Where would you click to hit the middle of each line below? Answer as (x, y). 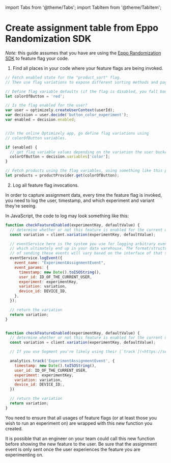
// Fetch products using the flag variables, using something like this (84, 171)
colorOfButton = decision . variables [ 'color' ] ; (60, 157)
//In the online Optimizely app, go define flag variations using (77, 133)
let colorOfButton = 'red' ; (35, 96)
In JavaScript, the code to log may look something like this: (67, 216)
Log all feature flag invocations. (46, 185)
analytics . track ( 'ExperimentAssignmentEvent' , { (62, 361)
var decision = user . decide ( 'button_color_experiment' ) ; (67, 115)
